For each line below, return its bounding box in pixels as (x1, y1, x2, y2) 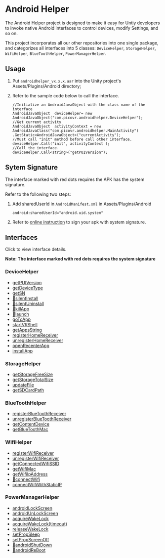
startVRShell (12, 321, 38, 327)
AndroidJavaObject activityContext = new (12, 124, 101, 129)
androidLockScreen (12, 505, 53, 511)
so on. (5, 30, 18, 36)
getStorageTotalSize (12, 377, 54, 383)
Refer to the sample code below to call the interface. (12, 92, 120, 98)
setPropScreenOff (12, 536, 49, 542)
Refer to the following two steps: (5, 191, 71, 197)
